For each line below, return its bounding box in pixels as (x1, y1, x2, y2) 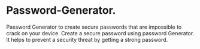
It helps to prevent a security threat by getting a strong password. (6, 36, 168, 43)
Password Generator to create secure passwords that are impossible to (6, 23, 182, 30)
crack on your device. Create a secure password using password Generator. (6, 29, 195, 36)
